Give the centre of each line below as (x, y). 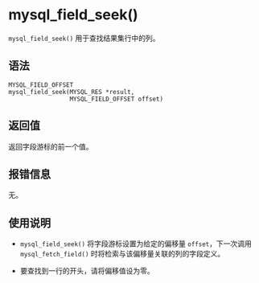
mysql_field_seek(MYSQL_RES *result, (72, 92)
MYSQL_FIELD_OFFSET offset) (116, 99)
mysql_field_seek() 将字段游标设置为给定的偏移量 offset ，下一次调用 (136, 244)
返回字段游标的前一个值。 (51, 146)
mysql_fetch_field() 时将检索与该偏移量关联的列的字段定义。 (122, 254)
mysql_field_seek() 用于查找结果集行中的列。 (84, 38)
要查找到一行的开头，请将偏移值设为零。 (87, 271)
